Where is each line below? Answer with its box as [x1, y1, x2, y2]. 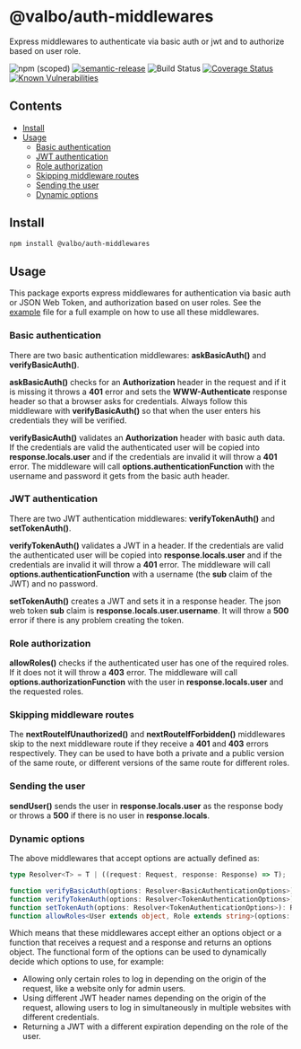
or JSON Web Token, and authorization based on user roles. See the [9, 297, 262, 308]
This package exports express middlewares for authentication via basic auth [9, 287, 291, 298]
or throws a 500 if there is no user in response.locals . [9, 810, 211, 821]
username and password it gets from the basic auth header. [9, 470, 230, 481]
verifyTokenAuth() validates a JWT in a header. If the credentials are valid [9, 540, 284, 551]
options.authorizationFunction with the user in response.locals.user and [9, 676, 284, 688]
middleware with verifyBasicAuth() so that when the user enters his [9, 405, 262, 416]
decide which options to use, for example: [9, 956, 164, 967]
